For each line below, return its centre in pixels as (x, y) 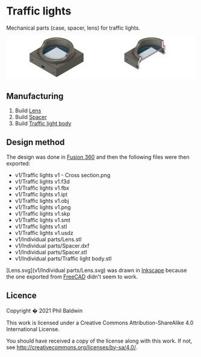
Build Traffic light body (43, 123)
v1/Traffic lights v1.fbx (42, 188)
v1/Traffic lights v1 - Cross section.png (63, 175)
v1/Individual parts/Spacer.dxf (52, 245)
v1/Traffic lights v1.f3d (42, 181)
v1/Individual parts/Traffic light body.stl (63, 259)
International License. (33, 329)
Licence (22, 296)
